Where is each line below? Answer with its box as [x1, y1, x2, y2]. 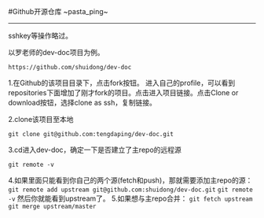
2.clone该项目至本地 [8, 115, 74, 124]
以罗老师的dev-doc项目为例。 [8, 48, 104, 57]
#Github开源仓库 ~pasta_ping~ [8, 7, 108, 16]
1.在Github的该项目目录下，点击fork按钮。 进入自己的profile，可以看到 [8, 78, 236, 87]
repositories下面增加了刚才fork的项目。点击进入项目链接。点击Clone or [8, 88, 239, 97]
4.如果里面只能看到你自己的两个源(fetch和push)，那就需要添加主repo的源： [8, 176, 253, 185]
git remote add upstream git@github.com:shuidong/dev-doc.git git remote [8, 186, 253, 194]
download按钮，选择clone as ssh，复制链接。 [8, 98, 157, 107]
